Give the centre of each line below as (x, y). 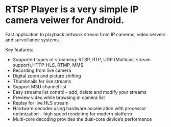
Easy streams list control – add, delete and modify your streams (80, 92)
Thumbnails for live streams (42, 81)
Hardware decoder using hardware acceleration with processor (79, 108)
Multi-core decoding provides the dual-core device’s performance (82, 119)
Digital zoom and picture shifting (47, 75)
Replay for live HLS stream (41, 103)
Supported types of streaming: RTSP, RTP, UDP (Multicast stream (82, 59)
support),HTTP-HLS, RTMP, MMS (48, 65)
